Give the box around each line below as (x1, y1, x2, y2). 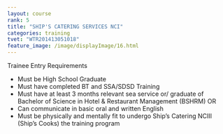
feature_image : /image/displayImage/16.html (7, 42, 139, 49)
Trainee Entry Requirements (7, 62, 87, 69)
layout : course (7, 10, 52, 17)
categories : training (7, 29, 71, 37)
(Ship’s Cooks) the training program (17, 119, 120, 127)
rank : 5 (7, 17, 30, 24)
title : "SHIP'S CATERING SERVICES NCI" (7, 23, 124, 30)
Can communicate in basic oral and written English (17, 105, 164, 112)
